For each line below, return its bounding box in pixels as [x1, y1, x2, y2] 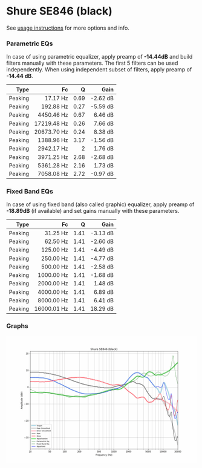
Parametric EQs [6, 39, 53, 48]
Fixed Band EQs [6, 187, 53, 195]
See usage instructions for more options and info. [6, 24, 130, 31]
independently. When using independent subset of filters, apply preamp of [6, 66, 192, 73]
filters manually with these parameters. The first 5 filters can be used [6, 59, 178, 67]
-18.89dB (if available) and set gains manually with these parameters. [6, 207, 180, 215]
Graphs [6, 322, 28, 330]
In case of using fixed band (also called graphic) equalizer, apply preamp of [6, 201, 195, 208]
